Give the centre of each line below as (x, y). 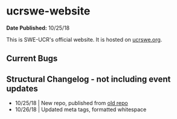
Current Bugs (32, 59)
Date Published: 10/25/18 (38, 28)
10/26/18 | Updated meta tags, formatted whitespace (81, 109)
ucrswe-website (48, 11)
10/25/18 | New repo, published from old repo (71, 103)
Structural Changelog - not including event (88, 79)
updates (22, 88)
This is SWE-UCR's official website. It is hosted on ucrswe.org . (84, 39)
